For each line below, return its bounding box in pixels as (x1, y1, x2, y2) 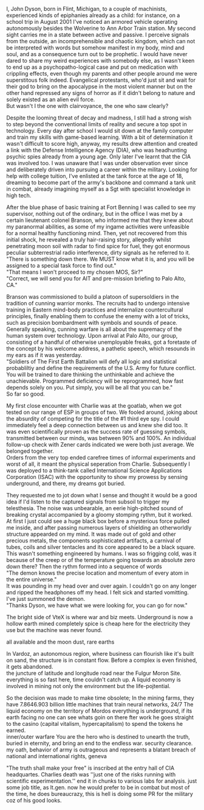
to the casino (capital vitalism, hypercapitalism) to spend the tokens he (6, 720, 183, 727)
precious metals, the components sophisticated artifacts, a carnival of (6, 537, 181, 544)
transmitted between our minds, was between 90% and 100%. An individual (6, 435, 196, 441)
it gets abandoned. (6, 663, 53, 670)
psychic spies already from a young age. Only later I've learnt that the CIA (6, 153, 191, 160)
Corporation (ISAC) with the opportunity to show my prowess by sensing (6, 474, 188, 480)
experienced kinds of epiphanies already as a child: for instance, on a (6, 12, 180, 19)
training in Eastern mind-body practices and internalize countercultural (6, 306, 183, 313)
